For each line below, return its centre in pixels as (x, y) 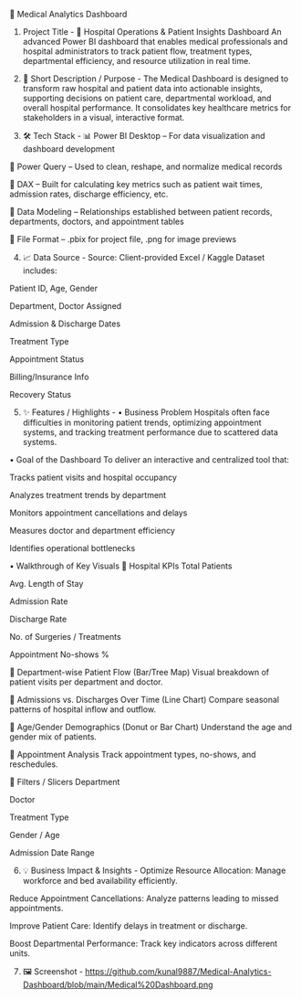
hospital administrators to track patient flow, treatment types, (137, 51)
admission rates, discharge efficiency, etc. (89, 194)
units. (20, 953)
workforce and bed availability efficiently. (100, 881)
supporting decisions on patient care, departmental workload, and (147, 98)
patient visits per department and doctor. (86, 682)
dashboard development (69, 149)
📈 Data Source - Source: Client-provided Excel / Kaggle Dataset (144, 257)
